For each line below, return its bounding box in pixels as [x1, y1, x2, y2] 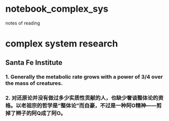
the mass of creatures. [5, 80, 63, 87]
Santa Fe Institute [5, 58, 63, 67]
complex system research [5, 38, 118, 50]
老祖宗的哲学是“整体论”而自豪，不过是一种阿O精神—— [21, 102, 157, 109]
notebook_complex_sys [5, 3, 109, 15]
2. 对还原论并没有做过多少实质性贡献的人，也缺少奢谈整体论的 [5, 94, 159, 102]
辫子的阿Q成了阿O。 [15, 110, 66, 117]
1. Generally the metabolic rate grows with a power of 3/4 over [5, 74, 163, 81]
